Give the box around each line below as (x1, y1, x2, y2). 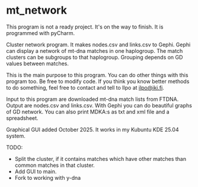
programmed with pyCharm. (6, 29, 75, 36)
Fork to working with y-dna (14, 174, 81, 181)
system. (6, 132, 25, 140)
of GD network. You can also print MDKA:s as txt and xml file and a (6, 108, 170, 115)
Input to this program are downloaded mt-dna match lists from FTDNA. (6, 96, 179, 103)
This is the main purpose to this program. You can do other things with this (6, 71, 189, 78)
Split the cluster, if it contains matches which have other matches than (14, 155, 187, 162)
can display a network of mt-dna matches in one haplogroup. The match (6, 47, 183, 54)
